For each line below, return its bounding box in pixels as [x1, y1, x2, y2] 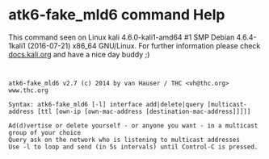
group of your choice [8, 128, 82, 136]
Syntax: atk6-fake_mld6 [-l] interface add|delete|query [8, 100, 204, 108]
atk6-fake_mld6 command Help [8, 6, 225, 24]
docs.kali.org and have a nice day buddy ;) [8, 49, 150, 59]
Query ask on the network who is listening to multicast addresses [8, 136, 241, 144]
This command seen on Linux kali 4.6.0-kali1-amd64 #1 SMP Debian [8, 32, 235, 42]
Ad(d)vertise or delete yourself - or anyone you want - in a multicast [8, 121, 258, 130]
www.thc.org [8, 86, 48, 94]
